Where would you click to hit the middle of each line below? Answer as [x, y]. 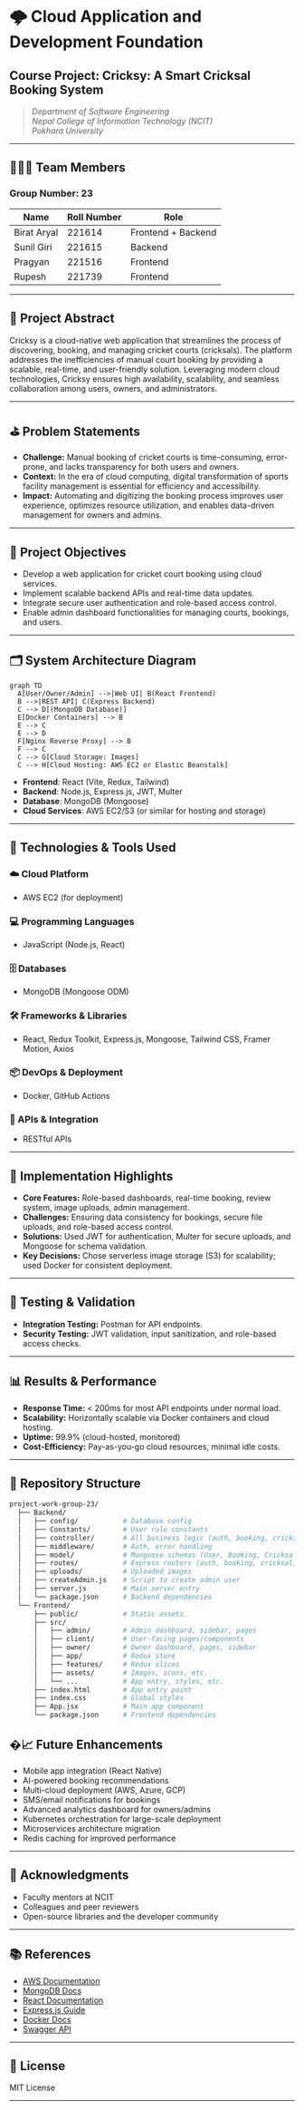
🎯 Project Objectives [68, 552]
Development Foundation [106, 42]
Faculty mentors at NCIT [68, 1897]
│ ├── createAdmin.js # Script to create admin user [129, 1580]
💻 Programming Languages [72, 921]
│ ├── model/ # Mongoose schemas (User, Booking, [139, 1555]
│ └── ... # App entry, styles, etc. [128, 1681]
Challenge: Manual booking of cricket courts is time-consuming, [143, 457]
